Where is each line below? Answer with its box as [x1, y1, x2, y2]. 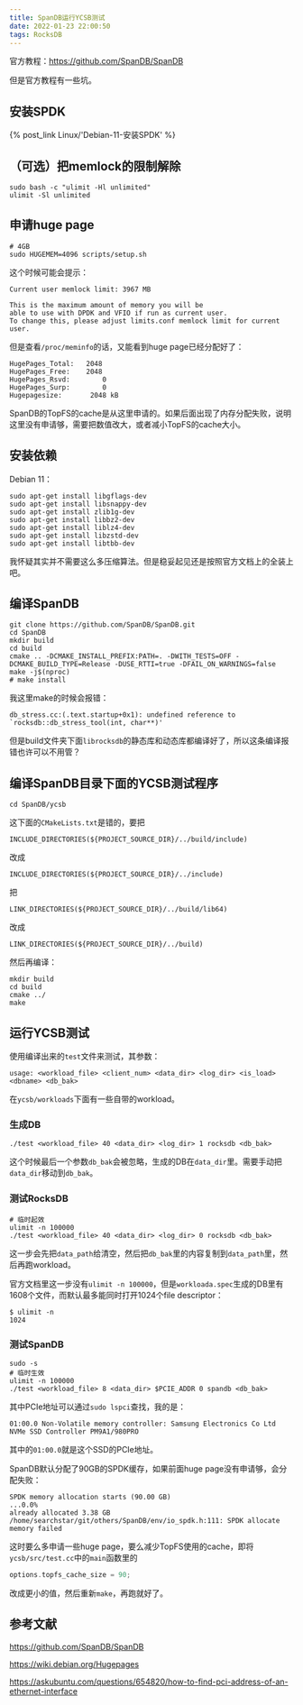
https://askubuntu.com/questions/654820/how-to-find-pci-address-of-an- [9, 1676, 289, 1687]
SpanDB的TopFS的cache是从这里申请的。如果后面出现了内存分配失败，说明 [9, 408, 291, 418]
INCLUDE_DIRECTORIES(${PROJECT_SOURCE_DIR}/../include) [9, 870, 224, 879]
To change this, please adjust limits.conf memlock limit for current [9, 316, 280, 325]
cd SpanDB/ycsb [9, 800, 67, 810]
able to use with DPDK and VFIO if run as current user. [9, 308, 228, 317]
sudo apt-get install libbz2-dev [9, 515, 135, 524]
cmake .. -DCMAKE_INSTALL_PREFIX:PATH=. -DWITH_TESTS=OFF [9, 652, 232, 661]
